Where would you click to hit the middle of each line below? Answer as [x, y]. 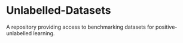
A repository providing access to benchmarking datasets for [80, 27]
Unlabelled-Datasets [59, 10]
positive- [166, 27]
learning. [44, 33]
